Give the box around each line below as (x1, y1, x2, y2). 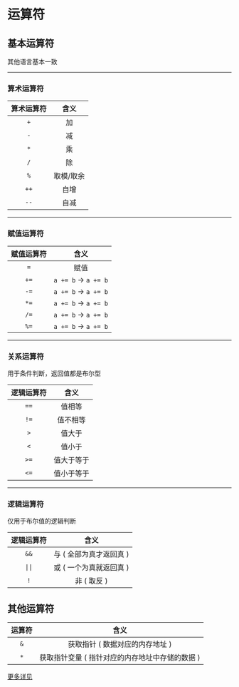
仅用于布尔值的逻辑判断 (7, 516, 76, 525)
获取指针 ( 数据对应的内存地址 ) (68, 639, 172, 649)
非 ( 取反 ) (75, 576, 108, 586)
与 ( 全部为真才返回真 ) (53, 549, 129, 559)
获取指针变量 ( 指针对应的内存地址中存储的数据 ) (39, 653, 201, 662)
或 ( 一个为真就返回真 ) (53, 563, 129, 573)
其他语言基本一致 (7, 58, 58, 66)
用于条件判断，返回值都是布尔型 (7, 369, 101, 377)
